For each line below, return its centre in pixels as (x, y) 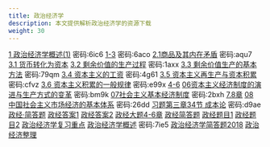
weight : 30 (27, 31)
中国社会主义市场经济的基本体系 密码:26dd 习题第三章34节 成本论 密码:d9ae (135, 104)
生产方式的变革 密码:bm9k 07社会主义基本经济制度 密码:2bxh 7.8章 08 (138, 95)
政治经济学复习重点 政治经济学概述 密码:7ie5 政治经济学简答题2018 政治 (140, 125)
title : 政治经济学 (36, 16)
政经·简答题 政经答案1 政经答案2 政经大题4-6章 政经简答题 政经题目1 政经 (129, 115)
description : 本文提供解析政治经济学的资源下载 (80, 23)
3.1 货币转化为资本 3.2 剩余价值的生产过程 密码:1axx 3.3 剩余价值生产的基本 (133, 64)
